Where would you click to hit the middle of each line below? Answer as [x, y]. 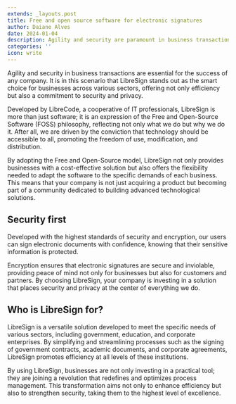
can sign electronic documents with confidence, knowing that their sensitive [118, 244]
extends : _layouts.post [42, 14]
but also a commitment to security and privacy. [75, 95]
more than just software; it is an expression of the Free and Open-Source [113, 116]
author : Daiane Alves [39, 27]
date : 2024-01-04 [33, 33]
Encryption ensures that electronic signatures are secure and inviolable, [111, 265]
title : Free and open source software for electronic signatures [105, 20]
